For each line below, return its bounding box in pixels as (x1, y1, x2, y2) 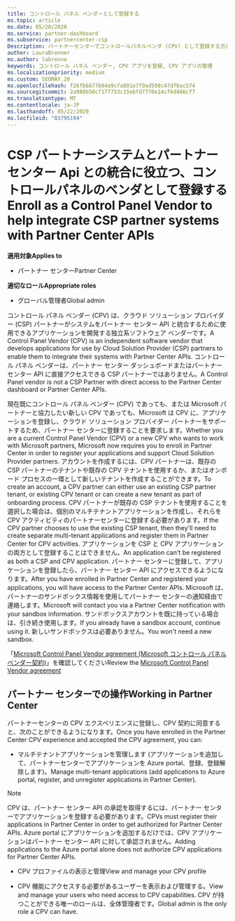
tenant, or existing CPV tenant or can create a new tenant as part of (7, 490, 202, 498)
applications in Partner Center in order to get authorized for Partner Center (7, 820, 222, 828)
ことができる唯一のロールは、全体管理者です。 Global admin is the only (23, 899, 227, 908)
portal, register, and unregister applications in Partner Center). (17, 776, 197, 784)
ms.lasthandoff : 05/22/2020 (7, 108, 90, 115)
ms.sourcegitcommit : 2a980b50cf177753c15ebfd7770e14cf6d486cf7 (7, 88, 196, 95)
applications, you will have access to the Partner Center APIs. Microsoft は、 (7, 583, 227, 591)
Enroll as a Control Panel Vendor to (7, 197, 213, 213)
